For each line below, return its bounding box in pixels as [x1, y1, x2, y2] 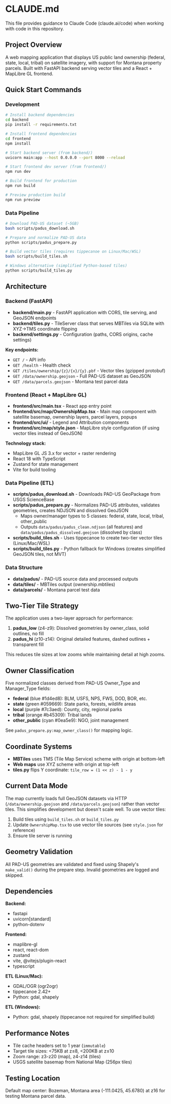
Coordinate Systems [5, 742, 72, 751]
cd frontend [5, 136, 31, 141]
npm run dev [5, 169, 31, 174]
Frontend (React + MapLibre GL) [5, 391, 87, 399]
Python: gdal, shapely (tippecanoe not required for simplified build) [12, 1014, 155, 1020]
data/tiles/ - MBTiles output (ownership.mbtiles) [12, 581, 116, 587]
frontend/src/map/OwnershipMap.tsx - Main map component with [12, 408, 157, 414]
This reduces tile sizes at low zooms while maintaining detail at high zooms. [5, 651, 165, 658]
